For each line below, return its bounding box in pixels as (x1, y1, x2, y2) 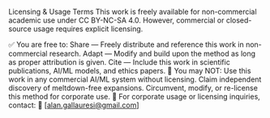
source (8, 24, 32, 33)
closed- (225, 15, 252, 25)
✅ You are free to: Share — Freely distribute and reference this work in (8, 40, 245, 49)
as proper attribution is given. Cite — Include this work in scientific (8, 57, 231, 67)
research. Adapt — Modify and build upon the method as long (49, 48, 256, 58)
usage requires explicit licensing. (33, 24, 144, 33)
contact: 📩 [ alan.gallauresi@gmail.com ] (8, 100, 139, 110)
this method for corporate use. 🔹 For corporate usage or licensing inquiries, (8, 92, 261, 101)
